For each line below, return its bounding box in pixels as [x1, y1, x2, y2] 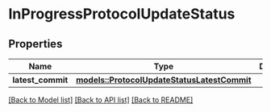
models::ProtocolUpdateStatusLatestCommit [75, 74, 252, 85]
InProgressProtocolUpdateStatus [8, 5, 236, 23]
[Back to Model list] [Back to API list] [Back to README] [8, 95, 194, 105]
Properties [8, 37, 63, 51]
